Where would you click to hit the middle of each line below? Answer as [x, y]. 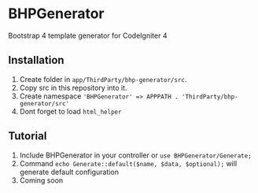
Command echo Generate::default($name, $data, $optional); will [128, 163]
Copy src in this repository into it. [73, 87]
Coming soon [41, 180]
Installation [36, 60]
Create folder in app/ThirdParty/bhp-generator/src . [103, 79]
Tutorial [28, 136]
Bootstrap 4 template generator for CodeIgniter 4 [88, 35]
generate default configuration [69, 172]
